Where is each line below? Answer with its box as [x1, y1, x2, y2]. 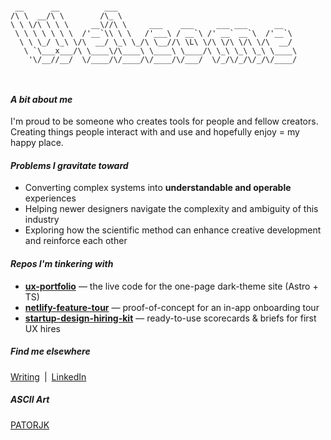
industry [24, 214, 60, 226]
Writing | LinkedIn [10, 370, 87, 383]
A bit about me [10, 93, 73, 105]
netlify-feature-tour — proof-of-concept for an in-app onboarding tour [24, 301, 320, 313]
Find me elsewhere [10, 345, 91, 358]
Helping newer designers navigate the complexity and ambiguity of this [24, 203, 319, 215]
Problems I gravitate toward [10, 159, 129, 171]
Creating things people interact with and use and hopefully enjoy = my [10, 126, 300, 138]
